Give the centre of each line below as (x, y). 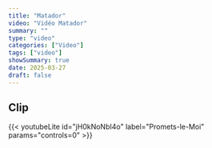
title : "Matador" (37, 16)
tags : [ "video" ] (35, 53)
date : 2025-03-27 (37, 68)
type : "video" (32, 38)
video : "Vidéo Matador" (48, 23)
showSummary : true (39, 61)
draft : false (30, 75)
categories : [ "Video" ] (46, 46)
